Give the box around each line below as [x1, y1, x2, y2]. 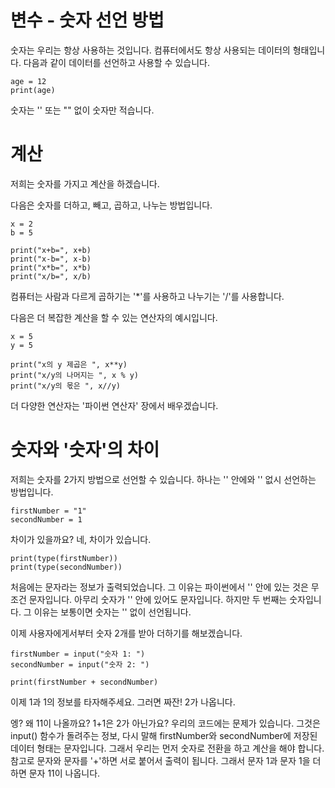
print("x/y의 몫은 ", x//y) [10, 381, 121, 391]
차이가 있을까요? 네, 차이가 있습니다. [10, 533, 152, 545]
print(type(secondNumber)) [10, 562, 123, 572]
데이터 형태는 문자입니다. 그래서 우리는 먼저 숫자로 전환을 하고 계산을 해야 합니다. [10, 742, 325, 754]
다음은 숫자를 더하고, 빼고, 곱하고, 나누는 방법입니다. [10, 199, 213, 211]
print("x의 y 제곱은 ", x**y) [10, 359, 128, 370]
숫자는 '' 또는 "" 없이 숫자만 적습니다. [10, 104, 155, 116]
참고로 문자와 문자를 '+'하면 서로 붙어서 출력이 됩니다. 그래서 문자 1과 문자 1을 [10, 754, 311, 766]
